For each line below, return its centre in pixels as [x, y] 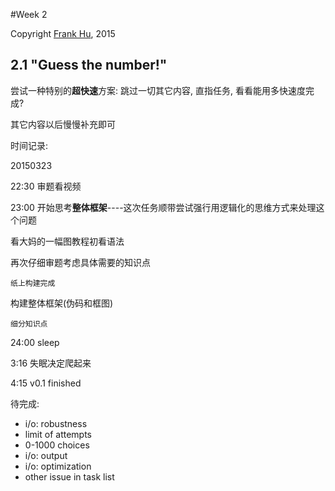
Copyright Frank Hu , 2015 [63, 33]
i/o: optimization [58, 466]
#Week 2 [29, 14]
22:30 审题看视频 [46, 186]
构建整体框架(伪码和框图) [62, 303]
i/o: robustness [56, 423]
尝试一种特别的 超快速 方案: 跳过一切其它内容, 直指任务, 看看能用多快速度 [158, 90]
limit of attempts [58, 434]
